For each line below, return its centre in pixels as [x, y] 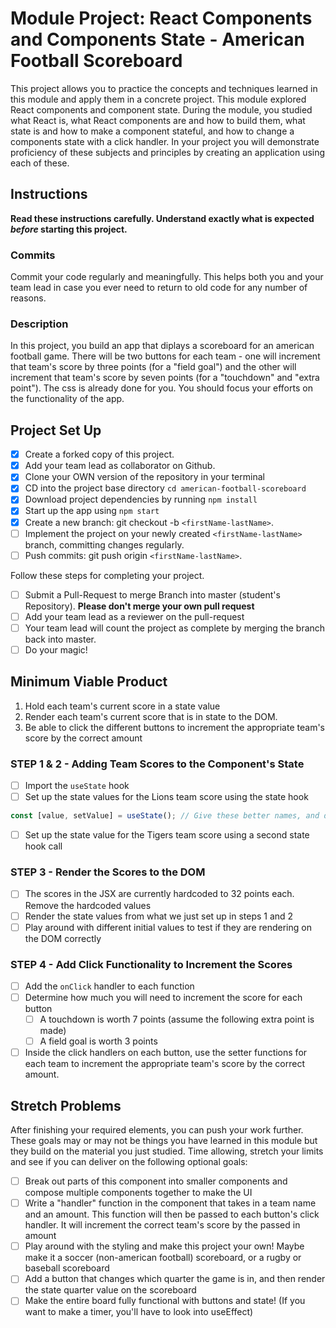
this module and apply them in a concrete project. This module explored [158, 99]
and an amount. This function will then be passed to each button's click [172, 1214]
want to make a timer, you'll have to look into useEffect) [139, 1312]
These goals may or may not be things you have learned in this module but [164, 1141]
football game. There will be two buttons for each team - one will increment [165, 356]
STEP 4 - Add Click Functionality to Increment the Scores [151, 964]
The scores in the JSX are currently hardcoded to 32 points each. [159, 894]
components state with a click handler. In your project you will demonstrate [165, 141]
